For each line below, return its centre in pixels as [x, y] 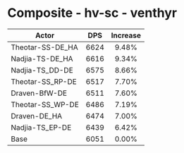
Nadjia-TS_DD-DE [42, 70]
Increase [126, 35]
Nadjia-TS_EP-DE [41, 127]
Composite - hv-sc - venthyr [92, 13]
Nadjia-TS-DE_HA [42, 59]
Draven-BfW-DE [39, 93]
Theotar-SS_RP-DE [44, 81]
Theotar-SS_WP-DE [45, 104]
